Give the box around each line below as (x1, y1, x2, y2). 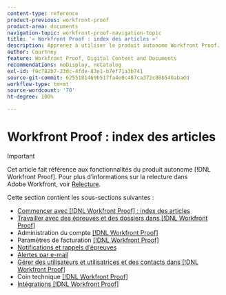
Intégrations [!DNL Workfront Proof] (17, 280, 119, 288)
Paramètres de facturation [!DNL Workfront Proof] (17, 236, 160, 244)
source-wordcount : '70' (7, 87, 76, 94)
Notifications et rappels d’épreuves (17, 243, 117, 252)
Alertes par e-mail (17, 250, 69, 258)
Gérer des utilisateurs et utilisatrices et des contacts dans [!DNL (17, 258, 198, 266)
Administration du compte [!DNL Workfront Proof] (17, 228, 158, 236)
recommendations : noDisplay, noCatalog (7, 61, 122, 68)
